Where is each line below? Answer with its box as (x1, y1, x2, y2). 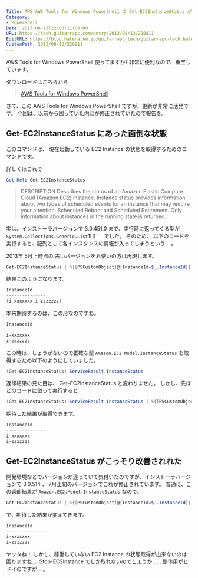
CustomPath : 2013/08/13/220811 (6, 42, 83, 48)
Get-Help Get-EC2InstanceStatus (6, 177, 85, 183)
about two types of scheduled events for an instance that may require (20, 200, 190, 207)
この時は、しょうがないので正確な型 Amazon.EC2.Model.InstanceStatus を (6, 349, 184, 356)
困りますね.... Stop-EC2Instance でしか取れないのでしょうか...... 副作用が (6, 558, 184, 565)
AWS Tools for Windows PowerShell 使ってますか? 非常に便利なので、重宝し (6, 58, 192, 65)
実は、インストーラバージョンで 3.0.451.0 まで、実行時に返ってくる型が (6, 225, 180, 232)
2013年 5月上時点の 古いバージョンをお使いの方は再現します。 (6, 252, 158, 260)
